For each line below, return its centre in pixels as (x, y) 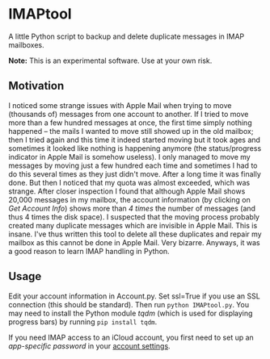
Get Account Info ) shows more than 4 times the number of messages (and (132, 208)
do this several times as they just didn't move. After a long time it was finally (135, 173)
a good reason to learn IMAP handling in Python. (89, 251)
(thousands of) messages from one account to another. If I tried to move (129, 114)
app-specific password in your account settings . (90, 346)
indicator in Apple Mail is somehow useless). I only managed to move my (129, 157)
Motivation (36, 86)
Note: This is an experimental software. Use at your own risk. (110, 61)
